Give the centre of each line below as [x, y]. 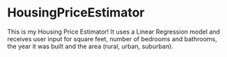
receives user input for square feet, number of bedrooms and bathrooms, [112, 38]
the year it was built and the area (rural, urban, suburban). [91, 46]
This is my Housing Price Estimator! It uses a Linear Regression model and [114, 32]
